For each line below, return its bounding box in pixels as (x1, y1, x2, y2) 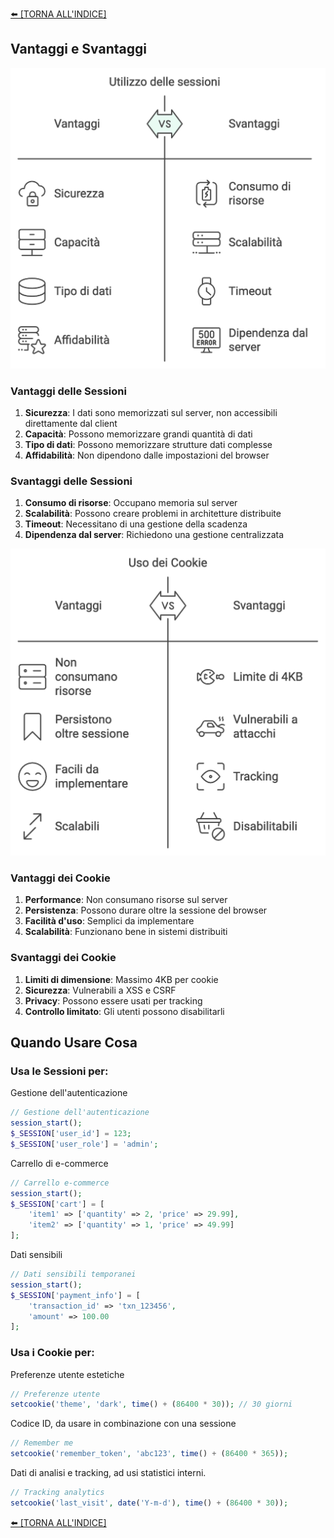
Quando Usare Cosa (10, 1034, 138, 1051)
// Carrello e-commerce (10, 1178, 110, 1188)
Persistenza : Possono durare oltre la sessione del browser (24, 904, 268, 917)
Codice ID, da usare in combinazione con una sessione (10, 1418, 237, 1430)
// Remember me (10, 1438, 74, 1448)
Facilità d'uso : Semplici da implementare (24, 915, 195, 927)
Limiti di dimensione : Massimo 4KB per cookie (24, 973, 219, 985)
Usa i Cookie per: (10, 1346, 95, 1360)
